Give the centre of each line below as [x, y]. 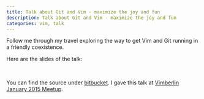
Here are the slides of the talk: [44, 59]
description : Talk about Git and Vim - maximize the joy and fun [91, 18]
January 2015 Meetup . [35, 89]
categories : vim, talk [35, 23]
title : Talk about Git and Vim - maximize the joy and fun [83, 12]
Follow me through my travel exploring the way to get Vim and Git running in [102, 41]
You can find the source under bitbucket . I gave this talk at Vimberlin [93, 82]
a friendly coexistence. [35, 47]
